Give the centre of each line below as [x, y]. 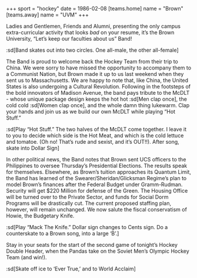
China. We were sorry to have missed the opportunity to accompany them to [99, 68]
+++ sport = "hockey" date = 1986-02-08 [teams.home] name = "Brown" [95, 9]
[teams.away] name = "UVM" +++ [48, 15]
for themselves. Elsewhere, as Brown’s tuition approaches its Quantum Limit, [98, 172]
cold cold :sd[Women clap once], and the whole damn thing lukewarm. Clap [98, 105]
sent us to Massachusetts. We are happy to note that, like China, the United [97, 80]
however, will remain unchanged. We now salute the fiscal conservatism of [96, 209]
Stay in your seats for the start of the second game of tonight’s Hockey [92, 245]
